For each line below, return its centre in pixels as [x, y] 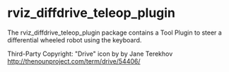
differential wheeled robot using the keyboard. [75, 40]
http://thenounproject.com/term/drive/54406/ [74, 61]
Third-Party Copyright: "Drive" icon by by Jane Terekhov [90, 54]
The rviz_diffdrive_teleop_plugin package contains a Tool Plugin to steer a [115, 32]
